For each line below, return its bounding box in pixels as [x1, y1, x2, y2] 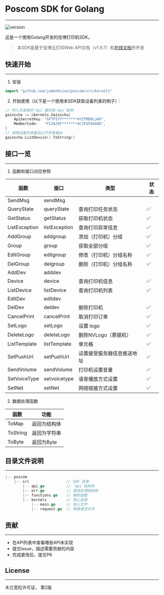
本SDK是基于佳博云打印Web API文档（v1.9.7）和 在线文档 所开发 [17, 44, 144, 50]
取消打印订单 [78, 313, 108, 320]
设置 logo [78, 322, 100, 329]
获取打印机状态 [78, 215, 113, 222]
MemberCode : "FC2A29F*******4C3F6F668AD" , [14, 121, 106, 127]
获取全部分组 [78, 242, 108, 249]
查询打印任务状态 [78, 206, 118, 212]
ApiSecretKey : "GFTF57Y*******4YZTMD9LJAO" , [14, 117, 106, 122]
